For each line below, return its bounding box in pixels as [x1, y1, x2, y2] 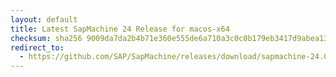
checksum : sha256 [10, 33, 83, 43]
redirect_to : [10, 42, 65, 53]
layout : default [10, 14, 78, 25]
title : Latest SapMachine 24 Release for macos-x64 [10, 24, 230, 34]
